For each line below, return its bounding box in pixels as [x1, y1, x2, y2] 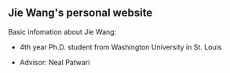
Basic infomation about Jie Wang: [8, 27, 117, 36]
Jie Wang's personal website [8, 6, 153, 20]
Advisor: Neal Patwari [19, 57, 90, 67]
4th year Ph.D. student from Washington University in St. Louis [19, 42, 222, 52]
